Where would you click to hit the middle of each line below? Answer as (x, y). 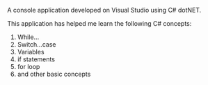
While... (28, 37)
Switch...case (37, 44)
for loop (29, 67)
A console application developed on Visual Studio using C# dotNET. (104, 10)
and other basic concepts (54, 74)
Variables (31, 52)
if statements (36, 59)
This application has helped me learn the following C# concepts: (99, 23)
